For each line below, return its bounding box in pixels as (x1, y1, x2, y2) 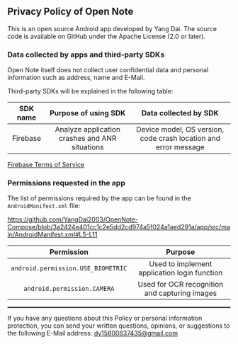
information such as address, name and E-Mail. (7, 74, 145, 82)
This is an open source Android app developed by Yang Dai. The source (7, 24, 217, 33)
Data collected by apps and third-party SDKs (7, 50, 165, 59)
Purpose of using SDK (49, 108, 126, 118)
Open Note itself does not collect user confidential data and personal (7, 66, 209, 74)
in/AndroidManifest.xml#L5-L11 (7, 230, 98, 239)
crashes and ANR (59, 134, 117, 144)
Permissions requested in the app (7, 178, 125, 188)
